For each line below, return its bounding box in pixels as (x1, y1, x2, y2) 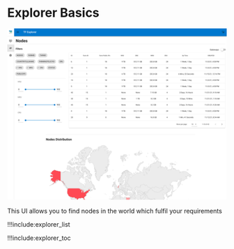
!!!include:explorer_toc (7, 234, 71, 242)
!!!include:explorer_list (7, 220, 71, 228)
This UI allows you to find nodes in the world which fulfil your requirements (7, 206, 223, 215)
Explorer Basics (7, 5, 100, 21)
